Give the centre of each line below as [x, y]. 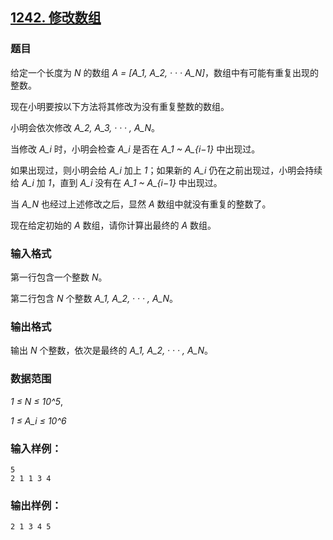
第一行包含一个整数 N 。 [59, 277]
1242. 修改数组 [56, 18]
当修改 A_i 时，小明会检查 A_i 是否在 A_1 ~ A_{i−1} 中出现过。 [135, 149]
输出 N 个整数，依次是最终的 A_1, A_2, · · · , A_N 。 [112, 350]
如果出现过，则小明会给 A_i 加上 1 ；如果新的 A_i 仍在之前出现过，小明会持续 [166, 170]
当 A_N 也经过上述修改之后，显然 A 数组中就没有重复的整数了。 [141, 204]
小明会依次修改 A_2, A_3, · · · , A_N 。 [85, 127]
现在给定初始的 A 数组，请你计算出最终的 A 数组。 [113, 225]
